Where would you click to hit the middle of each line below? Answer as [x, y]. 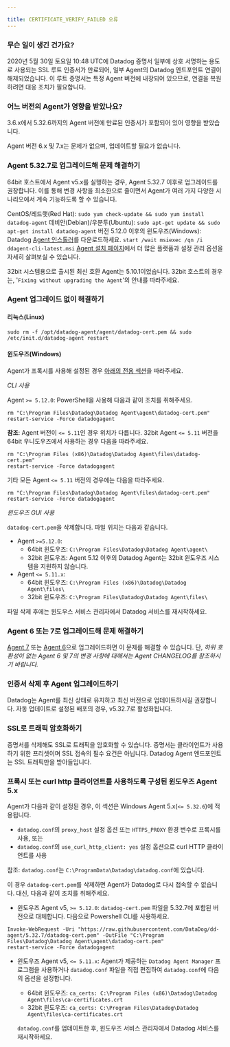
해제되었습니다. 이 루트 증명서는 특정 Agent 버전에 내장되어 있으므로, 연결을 [108, 78]
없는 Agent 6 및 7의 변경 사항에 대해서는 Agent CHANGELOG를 [111, 656]
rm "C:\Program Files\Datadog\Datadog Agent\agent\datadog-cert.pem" [109, 413]
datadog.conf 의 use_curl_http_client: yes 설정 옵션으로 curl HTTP [111, 847]
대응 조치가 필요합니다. [56, 87]
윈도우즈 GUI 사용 [31, 512]
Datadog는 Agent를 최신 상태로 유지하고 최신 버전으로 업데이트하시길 [100, 700]
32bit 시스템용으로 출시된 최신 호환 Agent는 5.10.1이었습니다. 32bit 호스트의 [108, 271]
